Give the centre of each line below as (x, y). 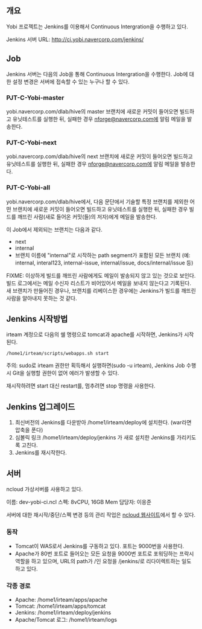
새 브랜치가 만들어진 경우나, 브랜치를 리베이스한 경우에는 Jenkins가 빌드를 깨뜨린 (101, 290)
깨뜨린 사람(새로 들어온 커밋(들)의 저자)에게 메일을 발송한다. (87, 217)
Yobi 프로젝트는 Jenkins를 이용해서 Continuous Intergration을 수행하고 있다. (97, 27)
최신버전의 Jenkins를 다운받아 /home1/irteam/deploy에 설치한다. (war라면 (103, 423)
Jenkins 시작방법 (37, 319)
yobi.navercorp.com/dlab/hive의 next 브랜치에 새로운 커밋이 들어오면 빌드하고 (99, 156)
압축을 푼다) (29, 430)
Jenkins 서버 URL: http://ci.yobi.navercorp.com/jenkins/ (75, 39)
